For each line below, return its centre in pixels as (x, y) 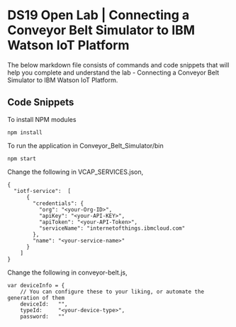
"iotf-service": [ (43, 191)
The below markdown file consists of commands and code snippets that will (118, 65)
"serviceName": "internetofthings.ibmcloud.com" (112, 228)
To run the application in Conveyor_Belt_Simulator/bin (86, 145)
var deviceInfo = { (36, 285)
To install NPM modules (42, 119)
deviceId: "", (44, 304)
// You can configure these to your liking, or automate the (112, 292)
